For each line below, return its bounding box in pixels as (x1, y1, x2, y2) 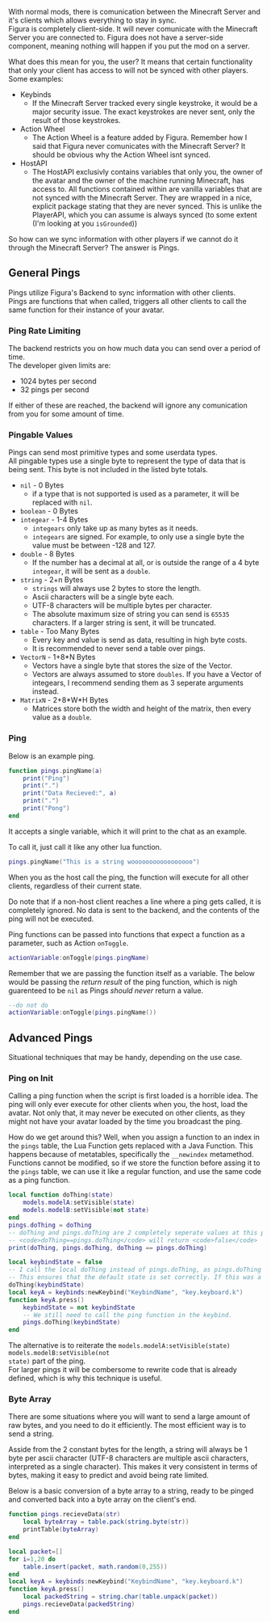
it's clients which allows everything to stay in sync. (8, 15, 177, 25)
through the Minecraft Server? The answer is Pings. (8, 243, 180, 252)
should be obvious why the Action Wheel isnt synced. (31, 150, 211, 159)
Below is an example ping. (8, 751, 95, 761)
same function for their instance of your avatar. (8, 305, 165, 315)
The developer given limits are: (8, 361, 111, 370)
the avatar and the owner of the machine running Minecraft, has (31, 175, 244, 185)
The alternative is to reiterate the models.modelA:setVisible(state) (8, 1341, 231, 1350)
